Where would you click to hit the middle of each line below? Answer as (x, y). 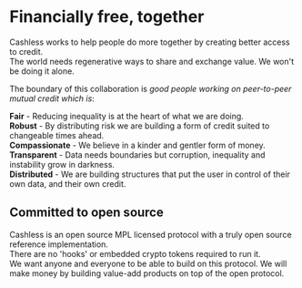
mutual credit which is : (52, 98)
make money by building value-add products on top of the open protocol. (147, 273)
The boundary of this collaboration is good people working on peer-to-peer (151, 88)
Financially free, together (107, 17)
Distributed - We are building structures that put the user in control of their (150, 174)
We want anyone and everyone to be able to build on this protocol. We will (148, 263)
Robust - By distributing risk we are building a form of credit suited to (140, 126)
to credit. (26, 51)
